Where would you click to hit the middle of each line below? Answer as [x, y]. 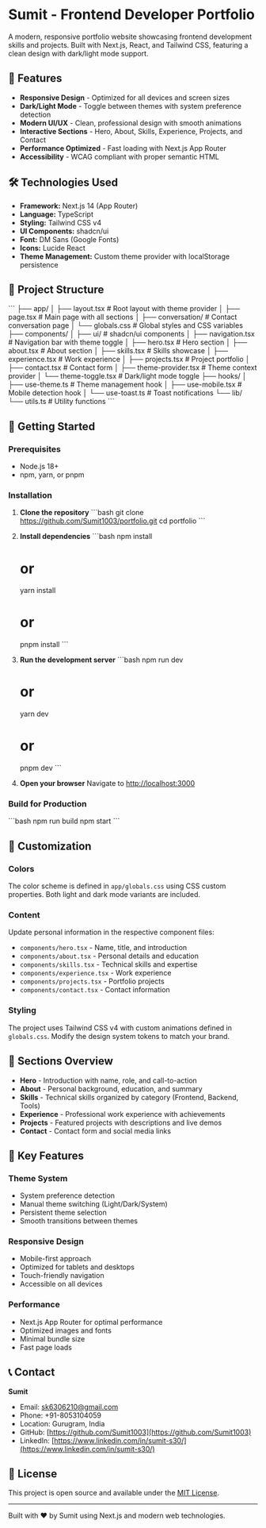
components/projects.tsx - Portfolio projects [92, 981]
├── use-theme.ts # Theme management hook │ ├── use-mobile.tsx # [125, 385]
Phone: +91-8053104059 [60, 1415]
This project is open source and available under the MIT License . [114, 1493]
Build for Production [47, 804]
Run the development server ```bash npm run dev [101, 660]
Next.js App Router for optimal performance [91, 1322]
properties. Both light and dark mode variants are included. [104, 895]
